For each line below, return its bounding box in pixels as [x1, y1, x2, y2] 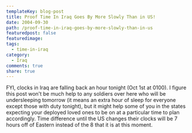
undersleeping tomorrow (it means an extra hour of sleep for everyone [6, 97, 176, 104]
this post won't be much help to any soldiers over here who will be [6, 90, 166, 97]
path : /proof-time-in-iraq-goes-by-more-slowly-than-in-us [6, 24, 153, 31]
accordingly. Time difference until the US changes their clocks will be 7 [6, 115, 177, 123]
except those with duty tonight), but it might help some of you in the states [6, 103, 186, 110]
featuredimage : [6, 36, 43, 41]
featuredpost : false [6, 30, 57, 36]
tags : [6, 41, 19, 47]
